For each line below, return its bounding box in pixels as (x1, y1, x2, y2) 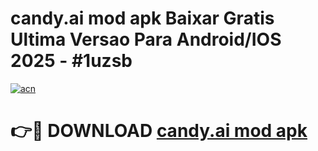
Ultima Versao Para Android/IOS (10, 28, 282, 51)
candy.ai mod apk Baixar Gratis (10, 7, 275, 30)
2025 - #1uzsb (10, 50, 133, 72)
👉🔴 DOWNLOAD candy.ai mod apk (10, 120, 308, 142)
